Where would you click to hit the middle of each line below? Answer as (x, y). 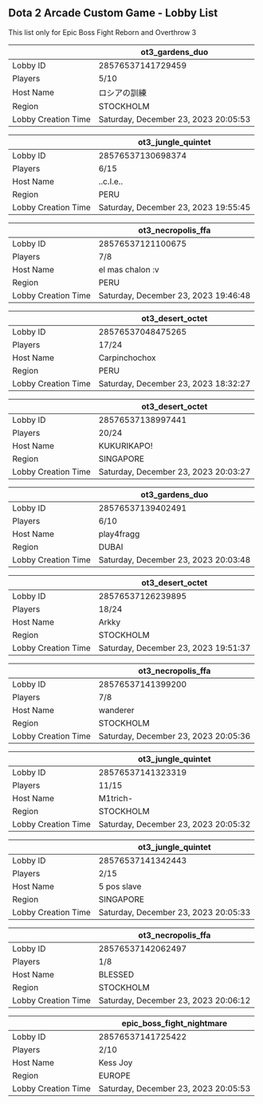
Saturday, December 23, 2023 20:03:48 (175, 559)
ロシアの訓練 (123, 92)
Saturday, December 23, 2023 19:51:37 (175, 648)
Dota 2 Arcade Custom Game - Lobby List (113, 13)
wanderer (116, 710)
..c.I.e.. (111, 181)
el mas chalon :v (129, 269)
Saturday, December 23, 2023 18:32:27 (175, 383)
